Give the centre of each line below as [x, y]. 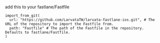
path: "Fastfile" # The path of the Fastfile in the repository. [77, 28]
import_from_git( [23, 16]
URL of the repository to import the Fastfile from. [59, 24]
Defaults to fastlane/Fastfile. [38, 32]
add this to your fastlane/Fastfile [37, 7]
